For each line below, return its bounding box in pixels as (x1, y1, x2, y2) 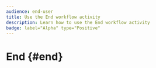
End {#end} (6, 50, 63, 63)
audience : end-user (6, 8, 54, 15)
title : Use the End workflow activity (6, 14, 100, 20)
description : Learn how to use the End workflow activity (6, 19, 150, 25)
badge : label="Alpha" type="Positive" (6, 25, 100, 31)
